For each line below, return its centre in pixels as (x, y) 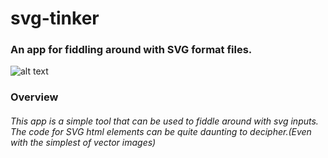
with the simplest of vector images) (83, 142)
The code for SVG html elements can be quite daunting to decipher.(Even (161, 131)
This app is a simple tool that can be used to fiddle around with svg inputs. (164, 121)
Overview (34, 97)
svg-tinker (55, 18)
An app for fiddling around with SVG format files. (131, 50)
